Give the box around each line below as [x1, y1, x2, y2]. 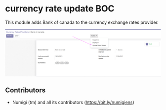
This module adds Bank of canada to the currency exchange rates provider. [5, 19, 159, 25]
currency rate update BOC [5, 3, 115, 14]
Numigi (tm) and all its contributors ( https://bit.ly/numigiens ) [12, 99, 134, 105]
